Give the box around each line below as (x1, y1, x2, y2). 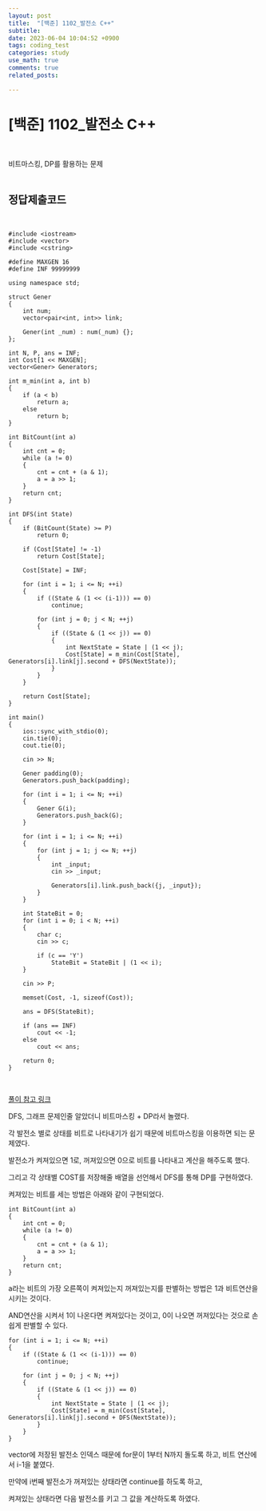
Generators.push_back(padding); (22, 777, 130, 785)
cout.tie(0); (22, 741, 66, 749)
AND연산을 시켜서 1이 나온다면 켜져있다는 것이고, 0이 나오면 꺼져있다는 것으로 (8, 1311, 250, 1320)
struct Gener (8, 293, 52, 301)
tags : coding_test (8, 42, 69, 50)
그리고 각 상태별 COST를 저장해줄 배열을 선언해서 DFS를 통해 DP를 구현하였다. (8, 1172, 253, 1182)
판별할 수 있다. (22, 1320, 68, 1330)
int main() (8, 713, 45, 721)
